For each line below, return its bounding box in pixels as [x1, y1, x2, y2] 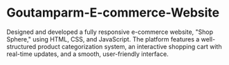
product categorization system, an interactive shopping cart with [37, 42, 222, 50]
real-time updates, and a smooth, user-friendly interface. [6, 50, 169, 58]
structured [6, 42, 37, 50]
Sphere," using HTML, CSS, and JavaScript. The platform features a [6, 35, 200, 43]
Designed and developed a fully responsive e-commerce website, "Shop [6, 28, 214, 36]
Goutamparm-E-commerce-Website [6, 5, 220, 21]
